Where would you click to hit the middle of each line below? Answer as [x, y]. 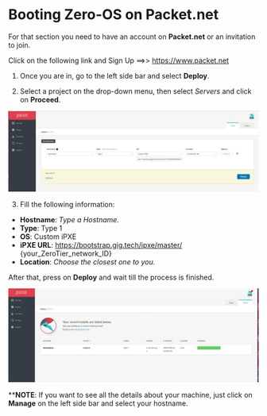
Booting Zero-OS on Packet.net [114, 15]
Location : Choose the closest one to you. [87, 262]
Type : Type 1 [41, 229]
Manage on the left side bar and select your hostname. [98, 403]
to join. [19, 44]
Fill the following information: [67, 205]
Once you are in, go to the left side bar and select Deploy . [114, 75]
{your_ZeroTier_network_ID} [66, 254]
